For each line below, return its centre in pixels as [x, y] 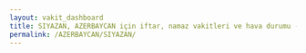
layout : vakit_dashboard [56, 18]
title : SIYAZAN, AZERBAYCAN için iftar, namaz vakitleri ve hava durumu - [154, 26]
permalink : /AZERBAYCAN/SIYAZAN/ [73, 34]
